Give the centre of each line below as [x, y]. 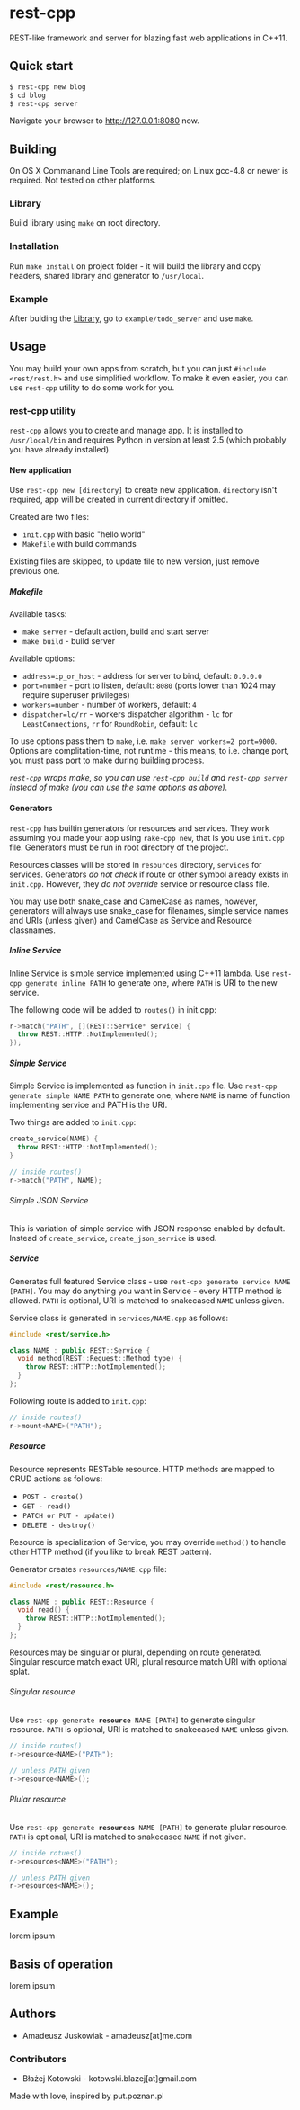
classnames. [33, 930]
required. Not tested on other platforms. [83, 180]
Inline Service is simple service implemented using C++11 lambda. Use [140, 973]
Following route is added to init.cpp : [78, 1400]
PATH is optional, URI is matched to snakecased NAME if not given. [128, 1837]
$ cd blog [28, 95]
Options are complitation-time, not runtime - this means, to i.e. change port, [150, 751]
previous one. [35, 571]
